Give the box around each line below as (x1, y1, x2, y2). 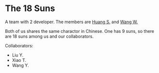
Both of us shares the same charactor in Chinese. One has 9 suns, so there (5, 28, 155, 34)
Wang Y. (12, 62, 29, 68)
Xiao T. (12, 57, 27, 63)
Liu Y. (12, 52, 24, 58)
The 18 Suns (5, 3, 56, 14)
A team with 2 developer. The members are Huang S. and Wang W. (5, 19, 138, 25)
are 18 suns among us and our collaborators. (5, 33, 94, 39)
